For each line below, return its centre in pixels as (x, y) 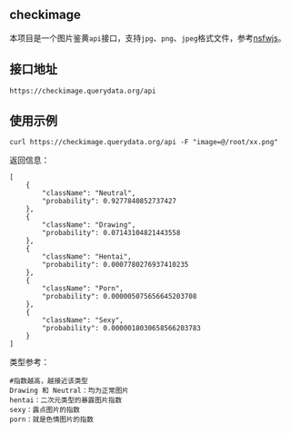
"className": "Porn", (83, 289)
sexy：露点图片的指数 (45, 410)
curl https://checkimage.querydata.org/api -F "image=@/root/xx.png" (144, 143)
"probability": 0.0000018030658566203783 (122, 329)
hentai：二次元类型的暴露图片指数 (66, 400)
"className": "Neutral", (89, 193)
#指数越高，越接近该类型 (49, 381)
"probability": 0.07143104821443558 (111, 233)
